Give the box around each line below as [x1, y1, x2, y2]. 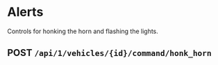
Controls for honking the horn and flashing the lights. [7, 27, 158, 35]
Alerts [7, 4, 44, 20]
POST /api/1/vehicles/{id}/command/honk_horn [7, 47, 212, 59]
